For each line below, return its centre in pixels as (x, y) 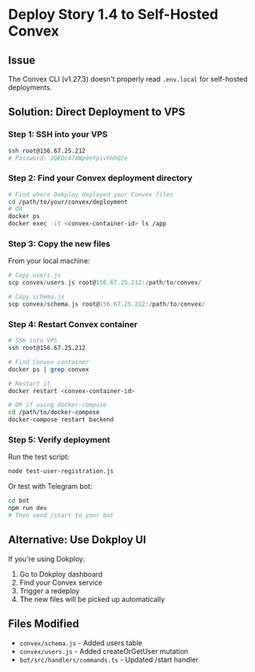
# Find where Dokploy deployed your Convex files (91, 194)
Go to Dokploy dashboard (61, 574)
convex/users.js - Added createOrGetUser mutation (104, 651)
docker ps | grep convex (49, 369)
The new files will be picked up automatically (92, 599)
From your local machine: (49, 261)
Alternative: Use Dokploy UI (77, 540)
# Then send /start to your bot (61, 516)
